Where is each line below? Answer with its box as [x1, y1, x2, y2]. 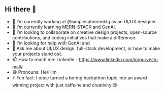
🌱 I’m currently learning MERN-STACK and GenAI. [12, 24, 116, 30]
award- [134, 74, 149, 81]
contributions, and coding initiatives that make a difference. [12, 34, 137, 40]
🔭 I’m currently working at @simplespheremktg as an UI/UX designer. [12, 18, 157, 24]
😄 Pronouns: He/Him [12, 69, 57, 75]
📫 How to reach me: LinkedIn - [12, 56, 78, 62]
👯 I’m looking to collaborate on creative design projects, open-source [12, 29, 157, 35]
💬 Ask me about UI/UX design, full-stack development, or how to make [12, 45, 160, 51]
